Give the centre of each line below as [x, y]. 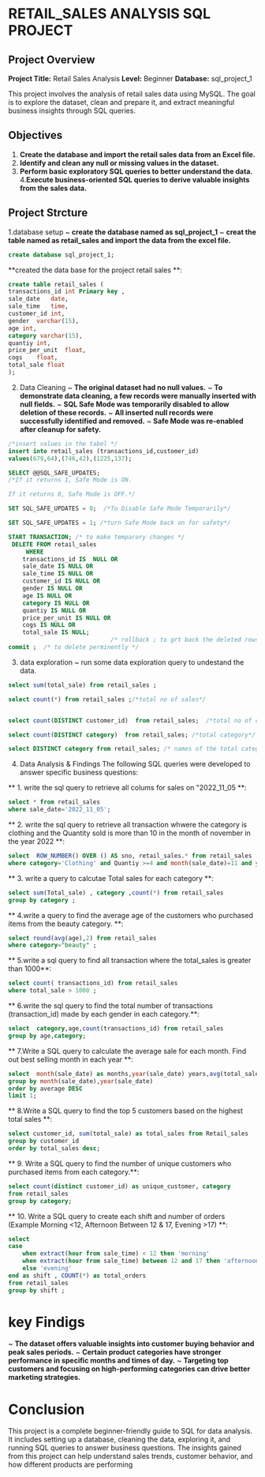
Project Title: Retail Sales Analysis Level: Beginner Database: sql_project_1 [130, 79]
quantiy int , [30, 343]
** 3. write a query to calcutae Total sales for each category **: [111, 878]
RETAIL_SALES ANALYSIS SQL [110, 14]
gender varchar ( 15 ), [44, 321]
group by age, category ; [47, 1036]
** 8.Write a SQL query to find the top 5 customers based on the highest [125, 1111]
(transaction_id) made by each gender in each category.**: [104, 1014]
